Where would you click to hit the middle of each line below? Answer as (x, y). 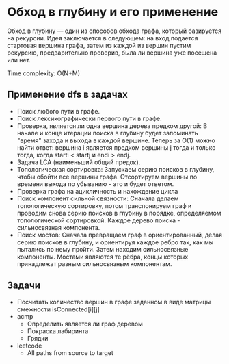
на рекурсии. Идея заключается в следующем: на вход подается (103, 38)
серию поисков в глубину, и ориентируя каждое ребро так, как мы (115, 242)
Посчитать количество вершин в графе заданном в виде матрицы (114, 302)
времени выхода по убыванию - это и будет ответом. (95, 184)
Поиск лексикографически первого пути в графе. (89, 118)
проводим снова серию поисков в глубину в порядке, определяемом (119, 213)
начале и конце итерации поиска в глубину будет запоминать (107, 133)
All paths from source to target (70, 352)
